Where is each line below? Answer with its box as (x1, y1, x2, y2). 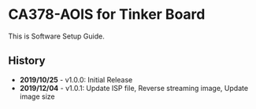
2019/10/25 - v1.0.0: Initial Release (19, 74, 133, 84)
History (8, 54, 46, 67)
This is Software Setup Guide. (8, 31, 105, 41)
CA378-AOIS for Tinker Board (8, 5, 206, 24)
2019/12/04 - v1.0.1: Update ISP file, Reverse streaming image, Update (19, 83, 249, 93)
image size (19, 92, 55, 101)
